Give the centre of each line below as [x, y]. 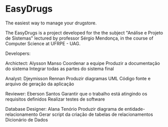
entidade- [135, 109]
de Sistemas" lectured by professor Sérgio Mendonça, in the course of [79, 38]
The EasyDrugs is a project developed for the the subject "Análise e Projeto [84, 33]
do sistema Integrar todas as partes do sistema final [60, 69]
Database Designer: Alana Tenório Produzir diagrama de [64, 109]
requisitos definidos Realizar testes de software [55, 99]
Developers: [18, 53]
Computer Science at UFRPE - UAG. [43, 43]
